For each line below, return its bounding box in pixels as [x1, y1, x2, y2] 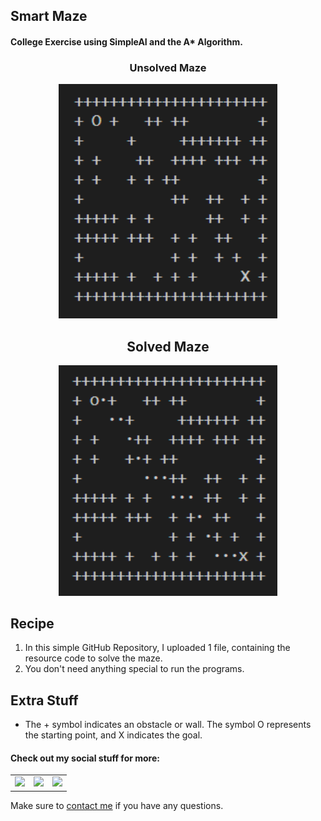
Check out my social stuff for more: [10, 752, 160, 764]
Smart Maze [10, 8, 88, 25]
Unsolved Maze [129, 60, 207, 74]
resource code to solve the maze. [24, 652, 163, 664]
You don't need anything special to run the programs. [24, 663, 245, 675]
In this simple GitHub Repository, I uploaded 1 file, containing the [24, 642, 291, 654]
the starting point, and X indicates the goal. [24, 729, 203, 741]
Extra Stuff [10, 692, 79, 709]
